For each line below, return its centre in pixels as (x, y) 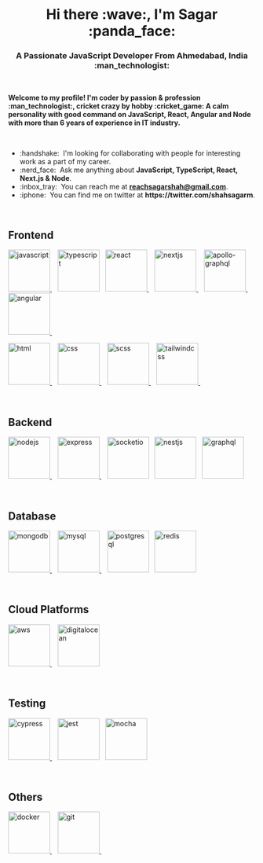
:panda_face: (132, 31)
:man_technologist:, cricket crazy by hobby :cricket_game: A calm (119, 106)
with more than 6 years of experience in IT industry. (94, 123)
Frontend (31, 235)
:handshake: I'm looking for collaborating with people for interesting (130, 153)
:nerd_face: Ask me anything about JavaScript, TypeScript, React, (128, 170)
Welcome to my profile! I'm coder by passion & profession (104, 98)
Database (32, 516)
